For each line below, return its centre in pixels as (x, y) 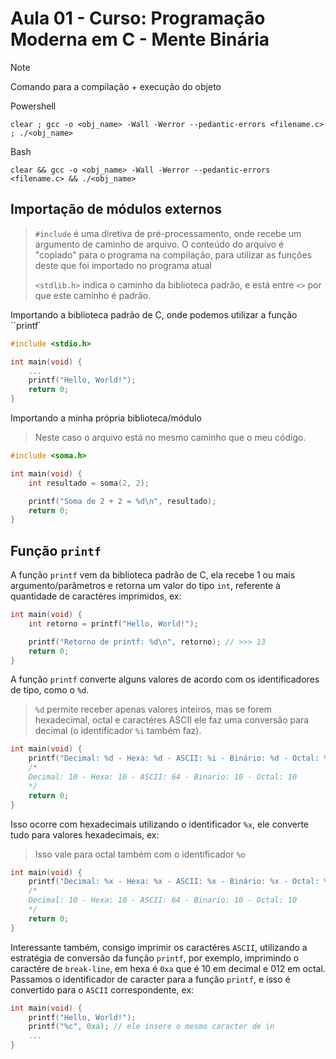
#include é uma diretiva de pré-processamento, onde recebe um (168, 233)
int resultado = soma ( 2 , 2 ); (89, 483)
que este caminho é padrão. (93, 295)
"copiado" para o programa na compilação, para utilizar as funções (173, 254)
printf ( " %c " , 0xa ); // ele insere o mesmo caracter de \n (151, 1027)
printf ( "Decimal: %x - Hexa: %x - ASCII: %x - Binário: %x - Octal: (174, 882)
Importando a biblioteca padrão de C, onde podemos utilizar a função (154, 314)
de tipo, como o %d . (50, 690)
